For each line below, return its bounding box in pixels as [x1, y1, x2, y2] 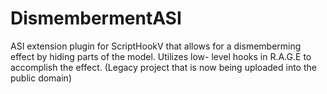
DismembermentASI [10, 7, 182, 30]
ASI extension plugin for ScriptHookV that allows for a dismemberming [10, 40, 302, 52]
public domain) [10, 72, 72, 84]
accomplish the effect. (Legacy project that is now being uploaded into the [10, 61, 317, 73]
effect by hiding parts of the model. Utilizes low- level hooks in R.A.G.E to [10, 50, 312, 62]
